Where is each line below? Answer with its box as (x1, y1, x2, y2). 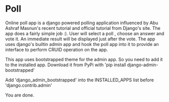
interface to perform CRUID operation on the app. (5, 46, 108, 53)
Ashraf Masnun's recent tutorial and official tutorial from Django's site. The (5, 25, 160, 31)
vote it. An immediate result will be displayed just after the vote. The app (5, 36, 155, 42)
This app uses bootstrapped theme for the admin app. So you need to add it (5, 56, 163, 62)
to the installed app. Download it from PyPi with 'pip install (5, 62, 126, 68)
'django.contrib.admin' (5, 82, 52, 88)
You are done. (5, 92, 34, 98)
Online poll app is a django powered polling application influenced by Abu (5, 20, 158, 26)
